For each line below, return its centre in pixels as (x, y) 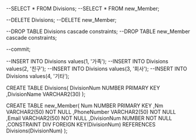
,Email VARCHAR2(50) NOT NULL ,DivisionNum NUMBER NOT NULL (89, 118)
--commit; (18, 49)
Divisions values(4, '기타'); (38, 76)
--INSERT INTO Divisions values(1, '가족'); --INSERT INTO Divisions (87, 61)
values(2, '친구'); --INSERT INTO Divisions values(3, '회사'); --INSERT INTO (97, 69)
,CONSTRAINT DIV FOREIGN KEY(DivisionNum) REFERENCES (81, 124)
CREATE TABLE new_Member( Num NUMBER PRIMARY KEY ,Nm (85, 105)
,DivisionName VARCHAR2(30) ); (46, 94)
